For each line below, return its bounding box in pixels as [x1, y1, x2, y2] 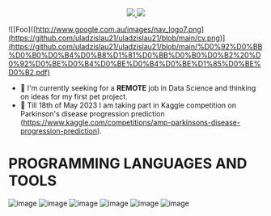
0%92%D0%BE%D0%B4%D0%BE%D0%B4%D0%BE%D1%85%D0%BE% [8, 59, 261, 68]
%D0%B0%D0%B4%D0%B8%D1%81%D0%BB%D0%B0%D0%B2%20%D [8, 50, 261, 60]
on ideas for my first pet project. [19, 92, 128, 101]
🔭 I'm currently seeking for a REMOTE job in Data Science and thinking [19, 83, 256, 92]
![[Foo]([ [8, 24, 36, 34]
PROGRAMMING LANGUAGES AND [8, 155, 248, 173]
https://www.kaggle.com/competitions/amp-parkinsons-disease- [23, 117, 241, 127]
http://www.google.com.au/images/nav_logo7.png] [36, 24, 205, 34]
